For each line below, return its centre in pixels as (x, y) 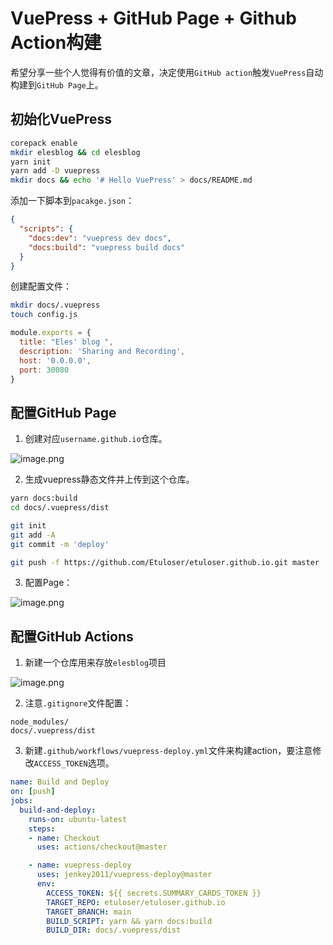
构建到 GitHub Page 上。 (57, 84)
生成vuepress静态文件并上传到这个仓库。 (109, 479)
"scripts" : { (46, 229)
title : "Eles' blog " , (66, 342)
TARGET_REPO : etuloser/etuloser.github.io (136, 902)
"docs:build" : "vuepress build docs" (107, 247)
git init (28, 525)
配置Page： (48, 583)
